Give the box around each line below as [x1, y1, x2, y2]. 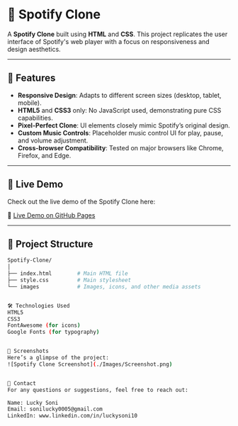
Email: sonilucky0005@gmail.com [7, 405, 103, 413]
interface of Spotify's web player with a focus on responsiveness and [7, 37, 210, 45]
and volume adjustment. [17, 136, 89, 145]
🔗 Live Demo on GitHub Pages [7, 211, 96, 219]
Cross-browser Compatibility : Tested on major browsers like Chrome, [17, 143, 225, 152]
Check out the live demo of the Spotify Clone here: [7, 197, 156, 206]
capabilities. [17, 113, 53, 122]
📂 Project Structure [7, 237, 93, 250]
